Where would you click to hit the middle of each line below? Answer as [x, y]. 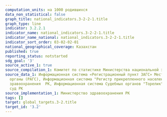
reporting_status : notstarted [37, 56]
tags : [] [14, 98]
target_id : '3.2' [23, 107]
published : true [22, 51]
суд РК [16, 88]
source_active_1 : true [29, 65]
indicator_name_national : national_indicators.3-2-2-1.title [70, 38]
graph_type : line [23, 24]
